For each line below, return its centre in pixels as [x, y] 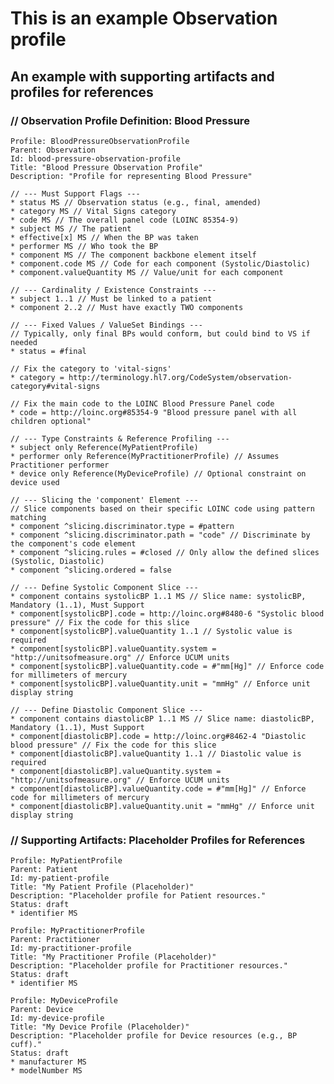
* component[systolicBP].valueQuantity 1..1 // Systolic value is [151, 631]
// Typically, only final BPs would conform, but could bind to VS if [160, 333]
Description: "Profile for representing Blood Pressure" [131, 176]
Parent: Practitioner [55, 940]
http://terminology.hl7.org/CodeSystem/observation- [180, 377]
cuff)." [26, 1045]
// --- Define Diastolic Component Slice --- [106, 710]
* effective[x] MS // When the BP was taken [104, 237]
